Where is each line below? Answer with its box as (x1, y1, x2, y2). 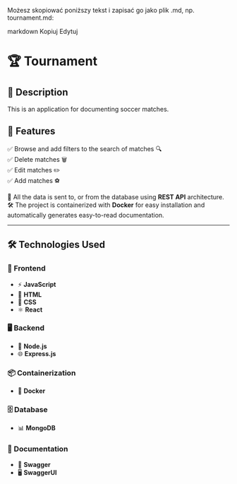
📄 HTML (17, 290, 42, 299)
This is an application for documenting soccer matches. (7, 105, 169, 113)
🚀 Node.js (17, 342, 47, 350)
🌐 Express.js (17, 349, 56, 358)
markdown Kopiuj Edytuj (7, 28, 78, 35)
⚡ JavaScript (17, 280, 56, 288)
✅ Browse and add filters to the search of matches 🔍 (7, 144, 162, 153)
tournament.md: (7, 13, 54, 22)
